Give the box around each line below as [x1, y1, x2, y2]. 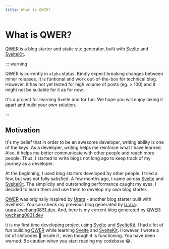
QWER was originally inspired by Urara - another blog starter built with [5, 196, 152, 202]
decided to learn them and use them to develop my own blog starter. [5, 187, 148, 193]
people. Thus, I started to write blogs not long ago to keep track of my [5, 155, 151, 161]
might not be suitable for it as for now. [5, 87, 84, 93]
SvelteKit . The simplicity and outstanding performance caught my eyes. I [5, 181, 156, 187]
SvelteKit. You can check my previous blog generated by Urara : [5, 202, 137, 208]
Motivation [5, 126, 40, 134]
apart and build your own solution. [5, 102, 77, 108]
